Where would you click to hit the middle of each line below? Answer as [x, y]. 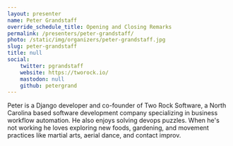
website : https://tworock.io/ [65, 72]
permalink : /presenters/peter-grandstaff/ [71, 33]
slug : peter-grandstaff [42, 46]
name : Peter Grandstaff [42, 20]
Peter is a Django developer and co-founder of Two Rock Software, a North [117, 105]
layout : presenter [34, 14]
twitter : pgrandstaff [52, 66]
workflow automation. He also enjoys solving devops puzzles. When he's [114, 121]
